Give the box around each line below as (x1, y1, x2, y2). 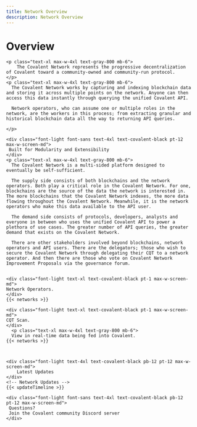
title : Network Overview (6, 8, 67, 15)
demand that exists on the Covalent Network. (6, 230, 120, 236)
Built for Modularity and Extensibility (8, 147, 110, 153)
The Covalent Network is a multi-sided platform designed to (11, 162, 165, 168)
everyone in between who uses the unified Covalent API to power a (6, 219, 176, 225)
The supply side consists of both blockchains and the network (11, 178, 170, 184)
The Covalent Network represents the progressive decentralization (17, 64, 186, 70)
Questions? (8, 405, 35, 411)
